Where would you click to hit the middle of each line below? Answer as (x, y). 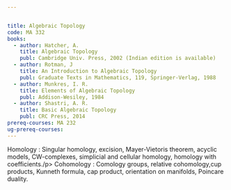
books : (17, 39)
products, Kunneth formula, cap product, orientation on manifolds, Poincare (115, 171)
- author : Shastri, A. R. (51, 104)
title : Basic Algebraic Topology (68, 110)
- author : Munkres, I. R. (51, 84)
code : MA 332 (26, 32)
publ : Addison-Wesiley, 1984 (62, 97)
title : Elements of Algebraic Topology (78, 90)
